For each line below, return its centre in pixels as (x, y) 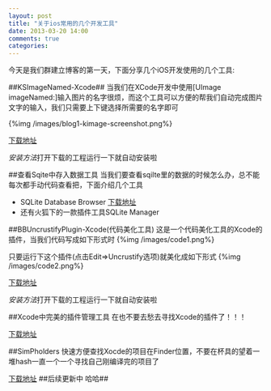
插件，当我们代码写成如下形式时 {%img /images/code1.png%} (112, 240)
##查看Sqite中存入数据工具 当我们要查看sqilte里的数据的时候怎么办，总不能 (134, 175)
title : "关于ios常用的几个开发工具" (64, 23)
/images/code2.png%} (46, 266)
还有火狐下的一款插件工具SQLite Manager (89, 212)
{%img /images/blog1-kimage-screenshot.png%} (90, 124)
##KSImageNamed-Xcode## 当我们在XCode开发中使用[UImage (115, 87)
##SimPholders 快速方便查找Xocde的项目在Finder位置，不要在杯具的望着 (131, 351)
